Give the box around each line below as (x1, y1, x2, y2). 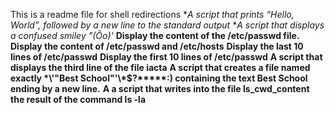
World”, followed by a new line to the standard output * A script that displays (10, 19, 325, 31)
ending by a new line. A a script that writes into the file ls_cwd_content (10, 83, 310, 94)
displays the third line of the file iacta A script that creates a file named (10, 62, 311, 73)
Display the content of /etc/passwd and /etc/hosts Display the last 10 (10, 40, 304, 52)
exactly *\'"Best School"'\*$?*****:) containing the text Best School (10, 72, 308, 84)
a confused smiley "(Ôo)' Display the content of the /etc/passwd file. (10, 30, 300, 41)
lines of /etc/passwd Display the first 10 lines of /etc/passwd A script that (10, 51, 323, 63)
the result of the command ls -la (10, 94, 147, 105)
